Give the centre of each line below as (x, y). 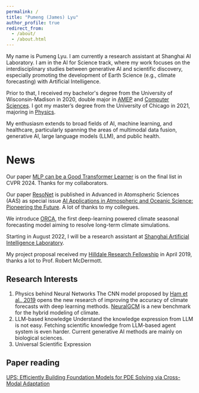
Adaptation (36, 383)
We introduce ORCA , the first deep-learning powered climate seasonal (93, 218)
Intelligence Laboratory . (35, 243)
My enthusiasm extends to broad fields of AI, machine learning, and (89, 123)
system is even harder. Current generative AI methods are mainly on (98, 331)
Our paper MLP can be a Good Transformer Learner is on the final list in (94, 177)
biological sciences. (39, 338)
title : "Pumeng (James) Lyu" (42, 17)
